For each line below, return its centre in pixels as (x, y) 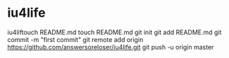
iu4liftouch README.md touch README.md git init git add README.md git (114, 32)
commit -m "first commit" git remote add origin (75, 39)
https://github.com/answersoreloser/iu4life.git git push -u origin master (111, 47)
